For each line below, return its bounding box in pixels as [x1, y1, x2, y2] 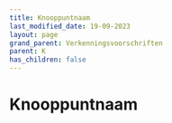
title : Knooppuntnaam [9, 13, 91, 23]
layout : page [9, 30, 59, 39]
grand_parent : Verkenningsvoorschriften [9, 38, 164, 48]
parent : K [9, 47, 47, 56]
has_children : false [9, 55, 87, 64]
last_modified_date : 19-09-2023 [9, 22, 131, 31]
